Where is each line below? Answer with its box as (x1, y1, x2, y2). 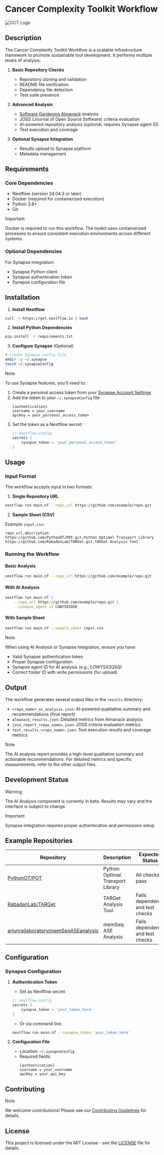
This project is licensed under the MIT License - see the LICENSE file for (5, 1140, 150, 1146)
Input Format (5, 473, 37, 479)
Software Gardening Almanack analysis (19, 111, 99, 117)
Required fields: (19, 1054, 51, 1059)
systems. (5, 236, 23, 242)
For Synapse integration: (5, 259, 55, 265)
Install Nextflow (12, 306, 45, 312)
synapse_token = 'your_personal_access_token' (21, 440, 118, 445)
